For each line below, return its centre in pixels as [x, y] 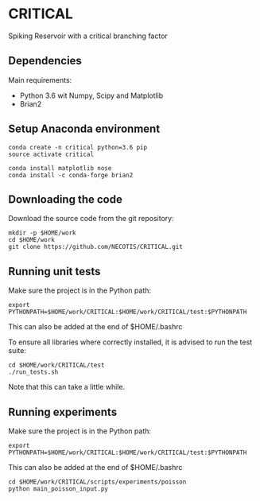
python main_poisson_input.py [58, 489]
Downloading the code [66, 199]
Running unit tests [54, 271]
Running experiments [63, 412]
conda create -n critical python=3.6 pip [78, 147]
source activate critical [51, 154]
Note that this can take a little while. [67, 387]
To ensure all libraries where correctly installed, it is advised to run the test [130, 342]
